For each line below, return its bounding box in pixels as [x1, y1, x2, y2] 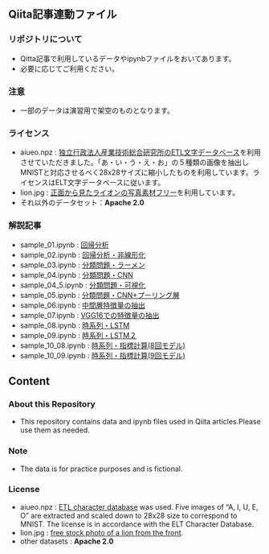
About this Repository [8, 398, 96, 409]
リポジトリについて [8, 34, 83, 45]
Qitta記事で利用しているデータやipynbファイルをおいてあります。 [19, 53, 236, 63]
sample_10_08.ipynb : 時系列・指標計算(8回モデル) [19, 341, 186, 350]
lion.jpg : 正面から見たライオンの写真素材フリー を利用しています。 [19, 188, 239, 197]
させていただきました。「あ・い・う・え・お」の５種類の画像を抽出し [19, 158, 249, 167]
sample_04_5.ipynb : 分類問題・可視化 [19, 280, 146, 290]
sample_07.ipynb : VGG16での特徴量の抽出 [19, 310, 160, 320]
